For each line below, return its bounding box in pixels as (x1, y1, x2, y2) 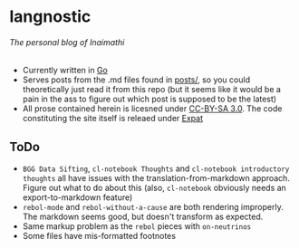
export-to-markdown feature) (22, 192, 133, 203)
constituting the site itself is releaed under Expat (22, 113, 204, 124)
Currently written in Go (22, 65, 109, 76)
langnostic (9, 6, 92, 27)
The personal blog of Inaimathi (9, 36, 125, 47)
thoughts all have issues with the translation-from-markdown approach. (22, 173, 290, 184)
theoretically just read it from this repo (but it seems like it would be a (22, 84, 281, 95)
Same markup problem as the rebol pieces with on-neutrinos (22, 221, 252, 232)
